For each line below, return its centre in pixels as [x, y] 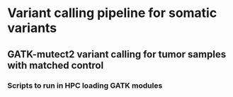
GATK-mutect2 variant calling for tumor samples [117, 54]
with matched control [56, 65]
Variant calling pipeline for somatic [112, 13]
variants [32, 28]
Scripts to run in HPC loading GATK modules [85, 85]
